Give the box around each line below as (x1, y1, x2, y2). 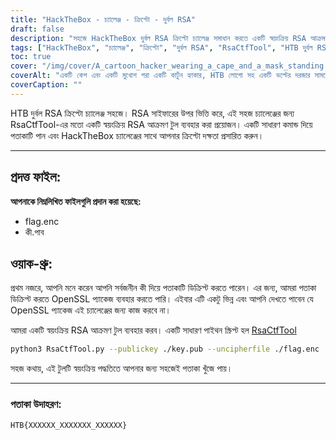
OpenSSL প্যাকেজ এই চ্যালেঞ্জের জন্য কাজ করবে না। (10, 304, 172, 316)
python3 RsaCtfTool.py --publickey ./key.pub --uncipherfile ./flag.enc (10, 344, 320, 355)
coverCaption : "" (10, 80, 83, 90)
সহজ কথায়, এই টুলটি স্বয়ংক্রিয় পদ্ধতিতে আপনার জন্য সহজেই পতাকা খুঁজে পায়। (10, 362, 233, 375)
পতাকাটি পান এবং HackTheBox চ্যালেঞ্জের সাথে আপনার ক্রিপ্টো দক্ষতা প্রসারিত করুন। (10, 129, 265, 141)
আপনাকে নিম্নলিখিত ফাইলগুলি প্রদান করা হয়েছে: (10, 195, 142, 207)
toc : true (10, 52, 52, 62)
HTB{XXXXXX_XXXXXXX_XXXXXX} (10, 420, 128, 430)
